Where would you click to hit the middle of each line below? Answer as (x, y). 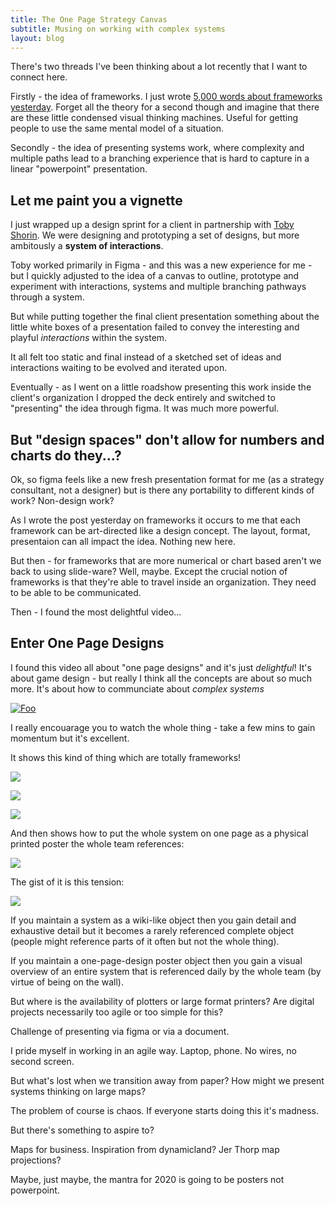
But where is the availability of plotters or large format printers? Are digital (162, 1001)
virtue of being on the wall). (67, 982)
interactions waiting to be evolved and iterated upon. (119, 368)
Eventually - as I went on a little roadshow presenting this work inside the (161, 387)
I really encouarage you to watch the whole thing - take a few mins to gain (163, 727)
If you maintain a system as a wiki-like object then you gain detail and (153, 920)
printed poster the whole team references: (97, 843)
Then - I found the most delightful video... (96, 612)
